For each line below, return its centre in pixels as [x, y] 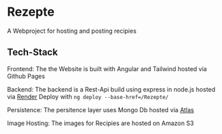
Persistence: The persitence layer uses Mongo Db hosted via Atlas [101, 109]
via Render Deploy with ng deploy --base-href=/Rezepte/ [88, 96]
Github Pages [26, 76]
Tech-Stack [32, 52]
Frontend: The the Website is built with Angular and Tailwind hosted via [107, 68]
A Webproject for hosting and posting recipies [72, 31]
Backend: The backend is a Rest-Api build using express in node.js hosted [111, 89]
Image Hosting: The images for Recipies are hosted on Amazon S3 [101, 123]
